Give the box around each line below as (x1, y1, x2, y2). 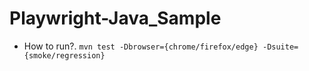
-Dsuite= (262, 42, 299, 52)
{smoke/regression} (23, 50, 106, 61)
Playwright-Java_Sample (9, 7, 222, 30)
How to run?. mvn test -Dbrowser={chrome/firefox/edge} (23, 40, 259, 52)
